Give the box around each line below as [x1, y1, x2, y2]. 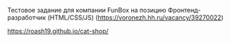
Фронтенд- [168, 6, 201, 14]
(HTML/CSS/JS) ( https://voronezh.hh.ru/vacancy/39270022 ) [47, 13, 224, 22]
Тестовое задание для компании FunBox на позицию [7, 6, 167, 14]
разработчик [7, 13, 47, 22]
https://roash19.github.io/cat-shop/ [7, 27, 109, 35]
